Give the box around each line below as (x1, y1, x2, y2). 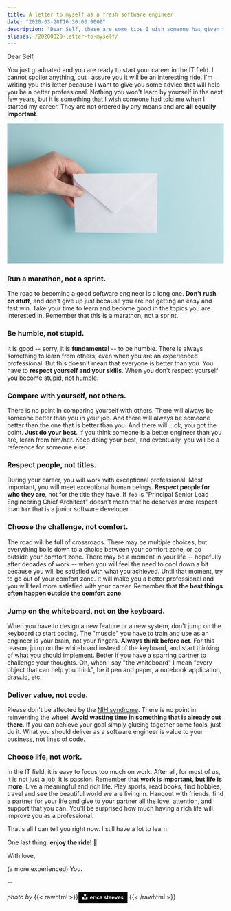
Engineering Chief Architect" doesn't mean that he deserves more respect (7, 497, 218, 506)
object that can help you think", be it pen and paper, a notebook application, (7, 665, 222, 674)
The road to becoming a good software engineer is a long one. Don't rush (7, 290, 217, 298)
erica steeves (89, 894, 124, 901)
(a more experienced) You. (7, 865, 83, 873)
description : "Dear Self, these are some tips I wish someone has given (7, 25, 220, 32)
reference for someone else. (7, 442, 88, 451)
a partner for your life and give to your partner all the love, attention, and (7, 797, 212, 805)
